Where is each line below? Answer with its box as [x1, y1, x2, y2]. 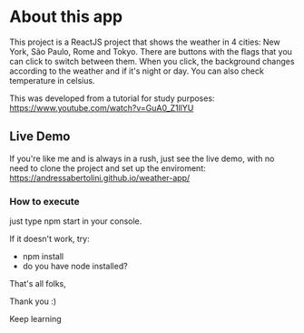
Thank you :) [9, 296, 57, 307]
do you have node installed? [22, 261, 129, 272]
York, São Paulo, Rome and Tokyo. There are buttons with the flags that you [9, 45, 293, 56]
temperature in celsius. [9, 75, 95, 86]
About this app [9, 6, 123, 27]
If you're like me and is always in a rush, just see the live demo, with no [9, 153, 275, 164]
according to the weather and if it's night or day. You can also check [9, 66, 265, 76]
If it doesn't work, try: [9, 234, 91, 245]
